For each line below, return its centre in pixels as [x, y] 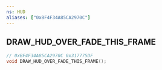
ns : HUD [16, 12]
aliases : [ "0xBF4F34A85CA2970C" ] [48, 17]
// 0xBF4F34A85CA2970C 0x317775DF [50, 56]
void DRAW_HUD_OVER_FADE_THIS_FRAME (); [57, 62]
